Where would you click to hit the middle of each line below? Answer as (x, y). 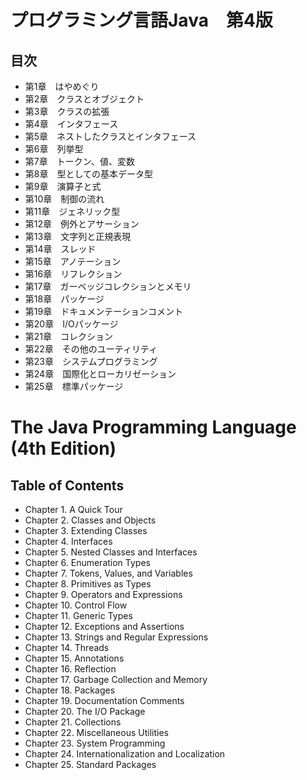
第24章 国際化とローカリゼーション (100, 374)
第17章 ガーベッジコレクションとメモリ (108, 286)
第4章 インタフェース (71, 124)
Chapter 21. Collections (73, 722)
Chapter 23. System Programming (95, 743)
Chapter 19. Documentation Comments (104, 700)
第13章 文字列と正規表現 (78, 236)
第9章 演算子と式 (63, 186)
